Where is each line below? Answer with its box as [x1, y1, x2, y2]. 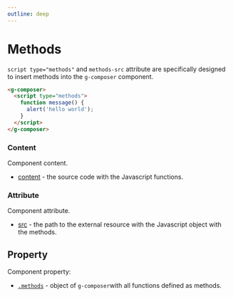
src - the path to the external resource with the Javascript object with [17, 220, 222, 229]
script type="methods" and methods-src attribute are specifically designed [7, 65, 226, 73]
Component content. [7, 158, 68, 167]
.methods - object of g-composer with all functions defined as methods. [17, 281, 222, 290]
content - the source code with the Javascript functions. [17, 172, 184, 181]
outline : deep [7, 10, 50, 18]
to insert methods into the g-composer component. [7, 72, 154, 80]
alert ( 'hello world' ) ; [26, 106, 94, 113]
